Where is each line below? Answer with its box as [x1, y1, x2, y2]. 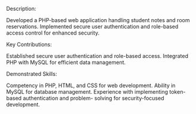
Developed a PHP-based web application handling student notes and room [6, 17, 190, 23]
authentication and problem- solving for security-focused [23, 95, 164, 101]
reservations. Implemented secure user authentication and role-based [6, 23, 179, 30]
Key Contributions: [6, 41, 52, 48]
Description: [6, 5, 36, 12]
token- [169, 88, 186, 95]
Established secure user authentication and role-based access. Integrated [6, 53, 188, 59]
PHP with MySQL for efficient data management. [6, 59, 126, 66]
